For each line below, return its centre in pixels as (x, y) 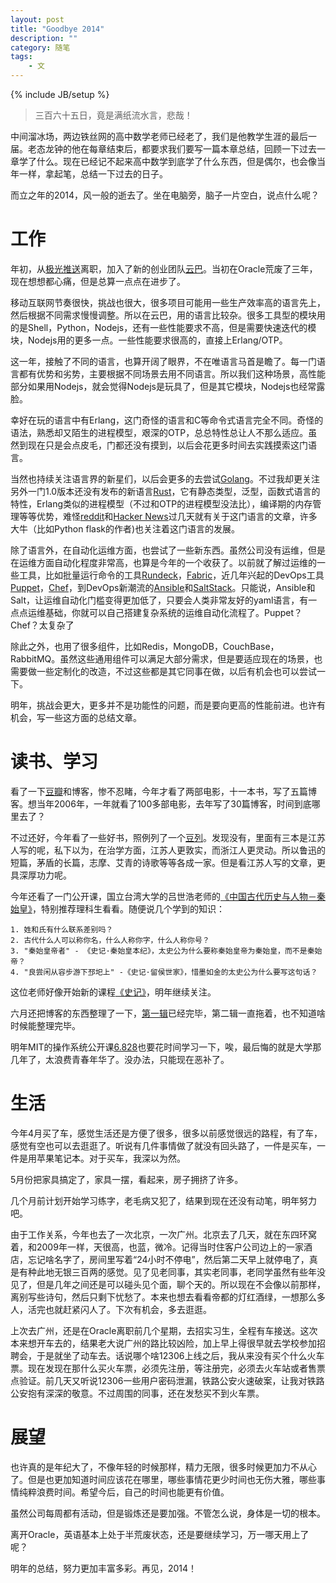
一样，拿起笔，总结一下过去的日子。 (93, 174)
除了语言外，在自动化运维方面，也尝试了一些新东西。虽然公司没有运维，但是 (168, 550)
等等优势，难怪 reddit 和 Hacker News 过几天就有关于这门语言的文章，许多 (168, 516)
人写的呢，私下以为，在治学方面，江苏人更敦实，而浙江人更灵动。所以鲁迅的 (168, 850)
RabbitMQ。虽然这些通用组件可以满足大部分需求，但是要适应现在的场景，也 (166, 658)
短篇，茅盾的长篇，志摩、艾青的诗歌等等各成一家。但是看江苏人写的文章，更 (168, 862)
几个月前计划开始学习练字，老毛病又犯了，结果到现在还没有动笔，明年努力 (163, 1200)
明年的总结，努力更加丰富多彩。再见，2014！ (104, 1568)
